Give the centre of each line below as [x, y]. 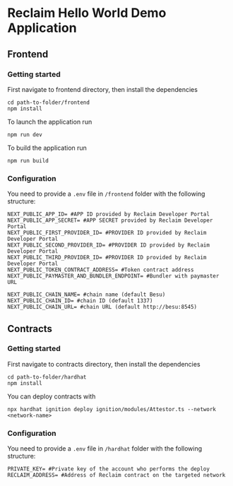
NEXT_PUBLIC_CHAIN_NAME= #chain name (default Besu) [86, 295]
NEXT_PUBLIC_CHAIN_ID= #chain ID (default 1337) [80, 301]
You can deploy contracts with [52, 396]
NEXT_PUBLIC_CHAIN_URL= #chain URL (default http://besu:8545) [102, 307]
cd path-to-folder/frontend [49, 102]
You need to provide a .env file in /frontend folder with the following [106, 194]
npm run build [28, 160]
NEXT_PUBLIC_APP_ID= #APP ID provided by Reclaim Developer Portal [109, 214]
